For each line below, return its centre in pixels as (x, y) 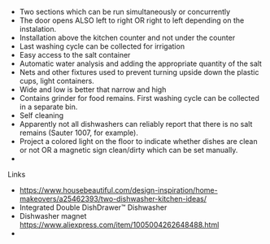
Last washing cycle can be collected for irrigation (102, 46)
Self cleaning (41, 115)
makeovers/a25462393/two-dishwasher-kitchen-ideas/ (113, 199)
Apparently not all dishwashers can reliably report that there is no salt (136, 124)
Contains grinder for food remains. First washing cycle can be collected (139, 98)
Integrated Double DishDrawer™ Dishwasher (93, 207)
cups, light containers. (57, 81)
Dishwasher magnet (53, 216)
